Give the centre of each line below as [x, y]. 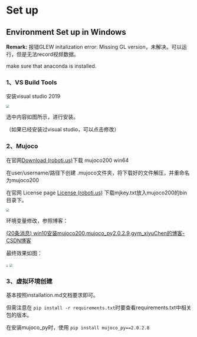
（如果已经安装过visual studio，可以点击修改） [63, 130]
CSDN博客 [19, 240]
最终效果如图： [24, 253]
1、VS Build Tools [32, 82]
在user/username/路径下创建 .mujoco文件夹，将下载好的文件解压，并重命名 [98, 173]
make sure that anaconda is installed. [51, 66]
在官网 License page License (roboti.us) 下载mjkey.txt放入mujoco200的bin [97, 193]
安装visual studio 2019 [33, 96]
